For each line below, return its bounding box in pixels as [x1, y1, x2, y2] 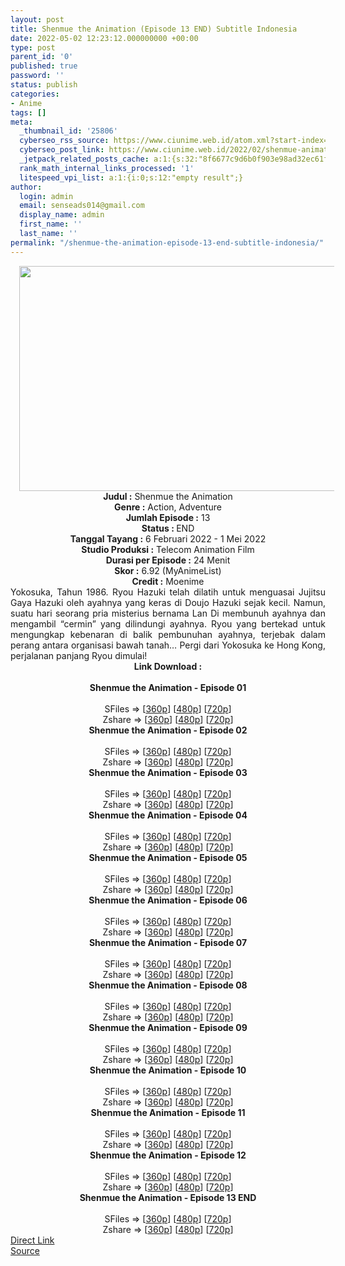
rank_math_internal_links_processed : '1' [19, 163, 195, 173]
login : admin [19, 191, 74, 201]
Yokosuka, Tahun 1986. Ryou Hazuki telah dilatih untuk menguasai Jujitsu [10, 586, 326, 598]
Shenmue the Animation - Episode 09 [88, 1021, 248, 1033]
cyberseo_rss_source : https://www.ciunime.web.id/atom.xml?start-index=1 [19, 136, 333, 146]
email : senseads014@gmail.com [19, 201, 145, 211]
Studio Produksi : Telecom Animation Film [81, 543, 255, 555]
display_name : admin [19, 210, 105, 220]
